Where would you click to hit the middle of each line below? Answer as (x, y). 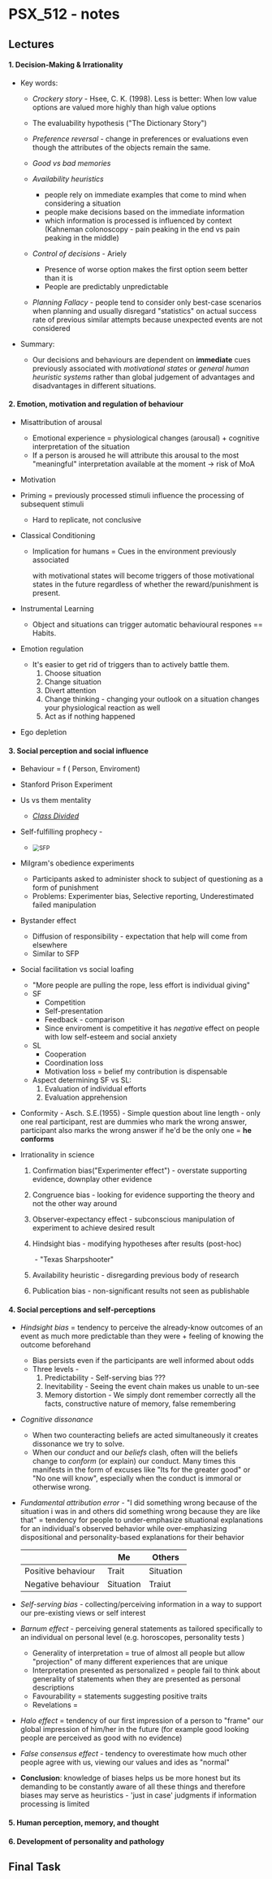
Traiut (160, 1584)
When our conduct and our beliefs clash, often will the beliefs (135, 1452)
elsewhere (50, 945)
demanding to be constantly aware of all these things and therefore (133, 1787)
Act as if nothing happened (90, 716)
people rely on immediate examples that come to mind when (145, 194)
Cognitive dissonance (56, 1420)
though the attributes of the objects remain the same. (121, 147)
